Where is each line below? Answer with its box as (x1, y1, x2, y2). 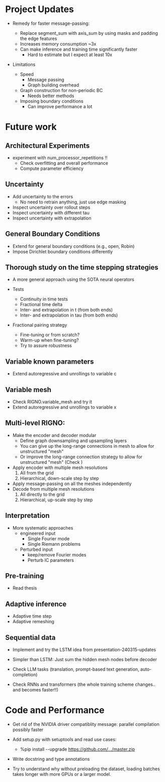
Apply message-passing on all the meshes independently (12, 481, 132, 487)
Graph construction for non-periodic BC (20, 87, 103, 93)
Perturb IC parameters (27, 557, 74, 563)
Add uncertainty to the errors (12, 193, 73, 199)
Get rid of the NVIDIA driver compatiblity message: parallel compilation (12, 721, 159, 727)
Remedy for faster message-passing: (12, 20, 90, 26)
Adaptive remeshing (12, 619, 54, 625)
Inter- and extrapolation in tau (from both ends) (20, 312, 118, 318)
